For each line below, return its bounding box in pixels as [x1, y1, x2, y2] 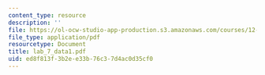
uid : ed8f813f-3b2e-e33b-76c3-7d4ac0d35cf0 [8, 55, 154, 63]
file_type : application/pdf [8, 33, 101, 41]
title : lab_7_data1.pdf [8, 48, 87, 55]
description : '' [8, 19, 62, 27]
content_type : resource [8, 11, 87, 20]
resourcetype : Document [8, 41, 87, 48]
